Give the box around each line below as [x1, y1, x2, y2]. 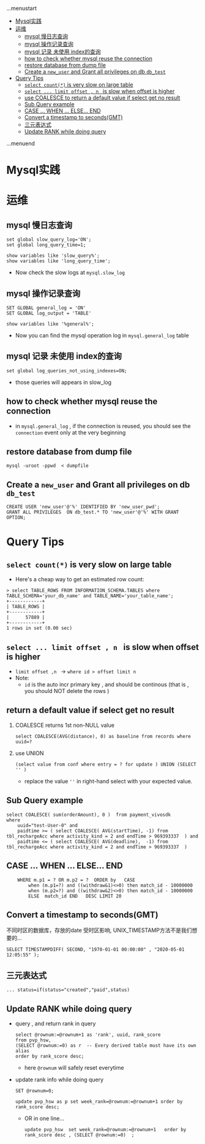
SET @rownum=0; [15, 1087, 54, 1094]
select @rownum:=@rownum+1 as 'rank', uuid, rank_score [15, 1032, 161, 1038]
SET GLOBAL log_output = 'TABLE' [6, 310, 92, 316]
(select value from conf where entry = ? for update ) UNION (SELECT [15, 761, 197, 767]
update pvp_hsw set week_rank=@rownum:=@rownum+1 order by [24, 1126, 187, 1132]
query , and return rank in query [15, 1019, 96, 1027]
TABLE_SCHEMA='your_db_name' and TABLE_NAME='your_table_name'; [6, 593, 174, 599]
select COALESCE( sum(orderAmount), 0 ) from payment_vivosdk [6, 812, 171, 818]
